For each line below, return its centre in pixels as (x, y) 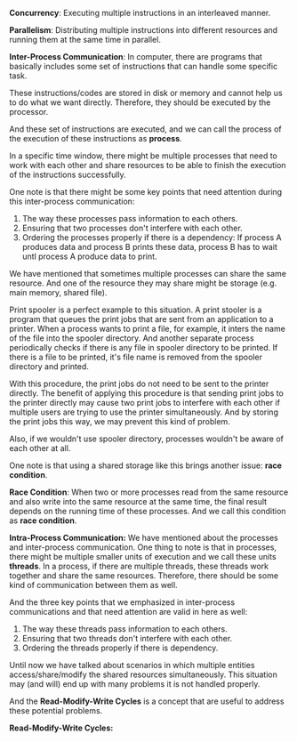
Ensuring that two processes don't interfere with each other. (132, 228)
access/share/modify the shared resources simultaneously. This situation (143, 674)
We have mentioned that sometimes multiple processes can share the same (148, 274)
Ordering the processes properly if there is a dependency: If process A (152, 238)
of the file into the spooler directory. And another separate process (132, 338)
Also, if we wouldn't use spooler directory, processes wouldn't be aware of (147, 439)
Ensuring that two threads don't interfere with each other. (127, 638)
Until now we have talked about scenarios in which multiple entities (132, 665)
